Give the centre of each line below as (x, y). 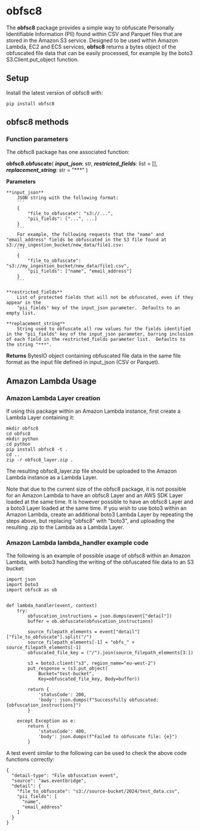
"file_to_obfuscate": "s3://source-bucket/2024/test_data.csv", (99, 791)
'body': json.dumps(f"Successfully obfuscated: (99, 700)
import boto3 (22, 585)
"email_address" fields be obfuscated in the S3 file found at (87, 240)
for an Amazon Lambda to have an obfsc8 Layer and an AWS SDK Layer (95, 495)
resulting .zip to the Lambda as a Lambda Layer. (65, 527)
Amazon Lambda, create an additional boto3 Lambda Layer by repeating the (100, 515)
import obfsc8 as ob (32, 590)
